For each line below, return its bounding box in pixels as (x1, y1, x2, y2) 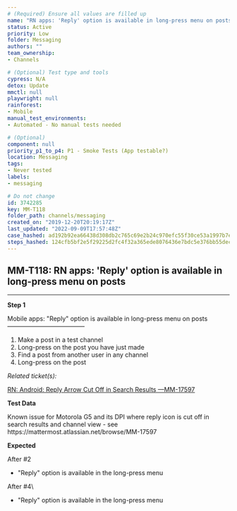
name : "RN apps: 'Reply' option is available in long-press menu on (7, 17, 213, 24)
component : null (7, 140, 55, 148)
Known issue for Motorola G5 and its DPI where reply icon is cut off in (7, 413, 209, 421)
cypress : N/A (7, 75, 46, 82)
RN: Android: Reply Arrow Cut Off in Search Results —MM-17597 (7, 386, 195, 394)
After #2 (7, 455, 32, 464)
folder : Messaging (7, 37, 61, 44)
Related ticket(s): (7, 371, 57, 381)
